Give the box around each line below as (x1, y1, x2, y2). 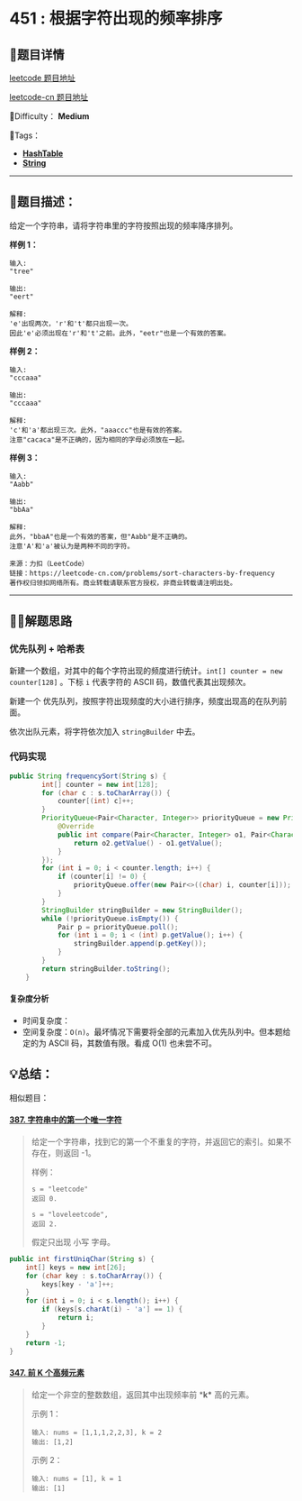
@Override (57, 822, 94, 831)
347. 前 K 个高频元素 (9, 1367, 85, 1377)
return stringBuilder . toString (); (41, 964, 171, 974)
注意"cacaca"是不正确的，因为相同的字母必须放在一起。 (9, 435, 189, 444)
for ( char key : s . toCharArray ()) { (25, 1271, 164, 1280)
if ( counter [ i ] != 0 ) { (57, 872, 147, 882)
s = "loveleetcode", (31, 1210, 109, 1219)
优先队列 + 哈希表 (9, 643, 85, 655)
